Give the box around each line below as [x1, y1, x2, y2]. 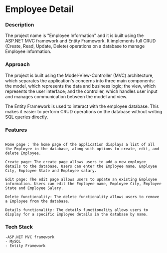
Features [5, 126, 27, 133]
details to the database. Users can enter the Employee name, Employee [5, 164, 157, 169]
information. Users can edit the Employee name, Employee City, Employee [5, 181, 162, 187]
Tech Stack [5, 224, 33, 230]
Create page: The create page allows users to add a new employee [5, 160, 146, 165]
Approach [5, 61, 30, 68]
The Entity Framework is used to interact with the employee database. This [5, 103, 159, 109]
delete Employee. [5, 151, 41, 156]
